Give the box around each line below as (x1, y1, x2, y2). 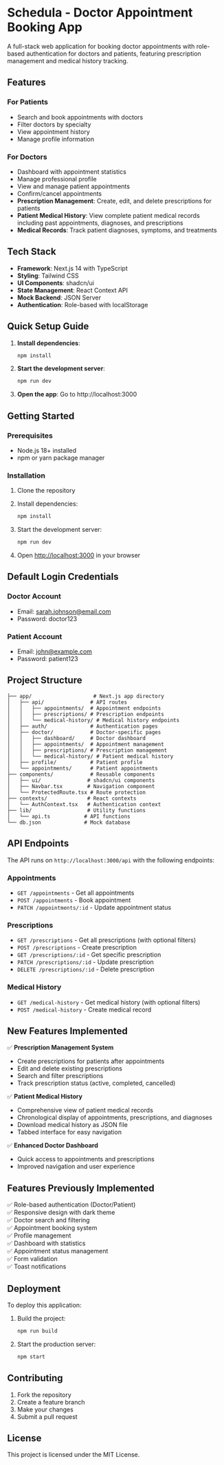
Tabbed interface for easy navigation (16, 1128, 122, 1137)
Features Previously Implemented (7, 1182, 155, 1194)
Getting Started (7, 410, 75, 422)
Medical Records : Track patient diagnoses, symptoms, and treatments (16, 225, 218, 234)
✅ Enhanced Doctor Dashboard (7, 1141, 98, 1150)
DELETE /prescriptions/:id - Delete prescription (16, 965, 155, 974)
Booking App (7, 19, 82, 35)
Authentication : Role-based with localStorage (16, 300, 148, 309)
